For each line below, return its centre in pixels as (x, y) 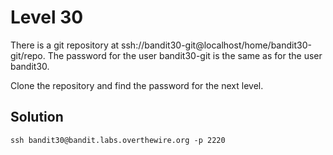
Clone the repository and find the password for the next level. (137, 85)
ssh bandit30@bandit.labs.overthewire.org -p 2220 (118, 140)
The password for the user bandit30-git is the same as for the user (185, 55)
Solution (37, 117)
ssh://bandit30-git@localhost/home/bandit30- (216, 45)
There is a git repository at (65, 45)
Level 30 (47, 17)
